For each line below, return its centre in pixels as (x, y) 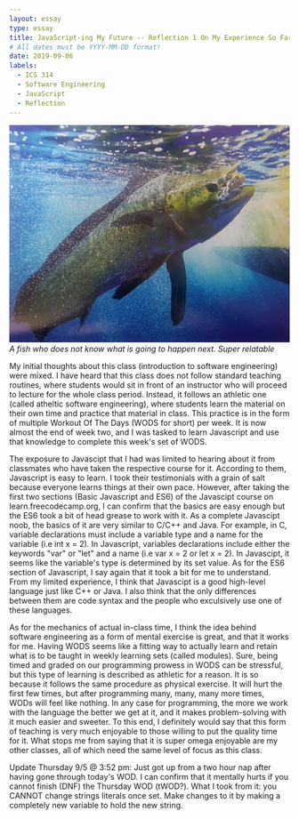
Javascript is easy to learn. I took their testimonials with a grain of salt (137, 478)
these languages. (41, 610)
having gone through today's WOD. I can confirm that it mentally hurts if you (149, 776)
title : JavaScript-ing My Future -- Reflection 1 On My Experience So (143, 37)
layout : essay (36, 19)
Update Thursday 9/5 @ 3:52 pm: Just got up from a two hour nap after (140, 767)
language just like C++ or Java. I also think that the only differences (133, 590)
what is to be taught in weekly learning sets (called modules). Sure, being (144, 655)
